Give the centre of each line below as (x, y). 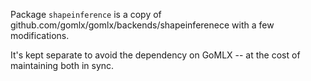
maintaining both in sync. (62, 65)
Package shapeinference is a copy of (86, 14)
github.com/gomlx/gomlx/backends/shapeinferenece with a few (142, 25)
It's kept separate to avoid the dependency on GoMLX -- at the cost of (155, 55)
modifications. (40, 35)
